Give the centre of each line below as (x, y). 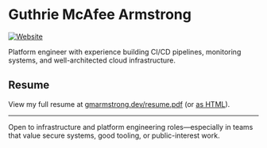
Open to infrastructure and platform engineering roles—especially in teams (131, 127)
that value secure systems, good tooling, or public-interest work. (114, 135)
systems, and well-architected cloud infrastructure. (92, 60)
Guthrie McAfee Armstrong (100, 15)
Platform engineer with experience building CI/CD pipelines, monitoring (125, 51)
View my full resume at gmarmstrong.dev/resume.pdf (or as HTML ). (119, 104)
